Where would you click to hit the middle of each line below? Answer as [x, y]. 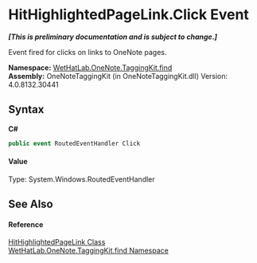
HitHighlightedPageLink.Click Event [128, 15]
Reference [26, 224]
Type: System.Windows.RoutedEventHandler [82, 179]
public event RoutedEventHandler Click [74, 143]
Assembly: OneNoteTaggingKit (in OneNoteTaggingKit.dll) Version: [118, 76]
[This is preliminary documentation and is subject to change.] [113, 37]
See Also [31, 204]
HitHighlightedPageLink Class [57, 242]
